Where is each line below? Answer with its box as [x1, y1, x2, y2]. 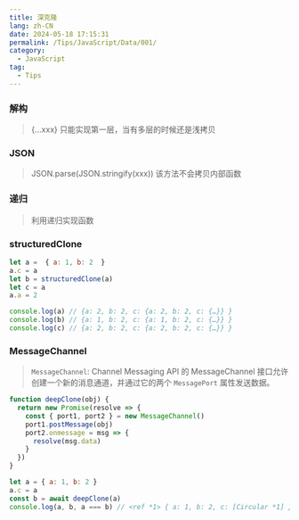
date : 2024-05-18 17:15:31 [9, 29, 109, 38]
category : [9, 46, 46, 55]
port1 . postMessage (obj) [25, 420, 114, 429]
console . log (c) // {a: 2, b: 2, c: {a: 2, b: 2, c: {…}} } [9, 324, 233, 333]
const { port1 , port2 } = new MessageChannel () [25, 411, 205, 420]
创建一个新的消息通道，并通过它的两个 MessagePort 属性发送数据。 [30, 377, 275, 388]
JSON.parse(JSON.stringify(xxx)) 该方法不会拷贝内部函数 [30, 169, 242, 179]
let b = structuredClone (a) [9, 274, 114, 284]
